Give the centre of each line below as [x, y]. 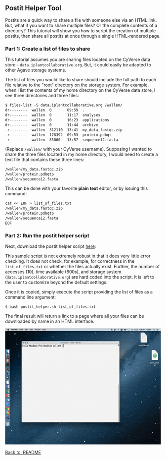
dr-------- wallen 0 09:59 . [45, 110]
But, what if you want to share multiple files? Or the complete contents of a [81, 25]
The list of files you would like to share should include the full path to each [81, 80]
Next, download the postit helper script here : [51, 246]
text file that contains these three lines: [45, 160]
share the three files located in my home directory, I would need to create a [82, 154]
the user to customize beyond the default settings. [56, 283]
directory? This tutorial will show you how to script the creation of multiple [81, 30]
